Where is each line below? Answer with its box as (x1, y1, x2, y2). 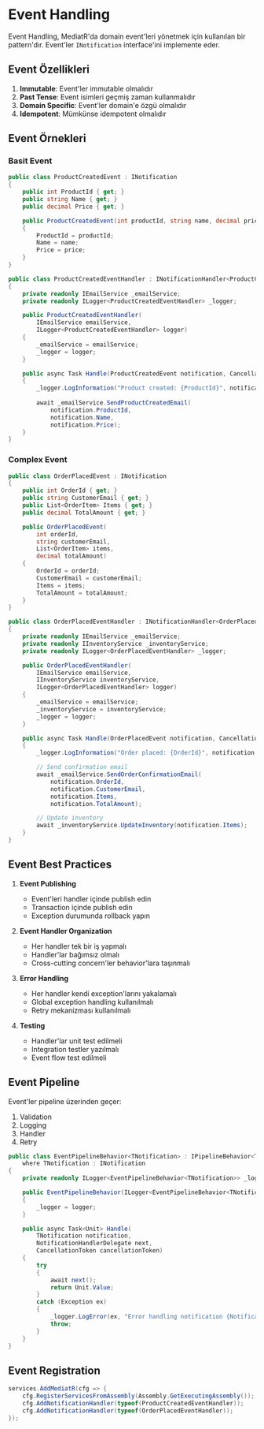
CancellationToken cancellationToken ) (36, 1247, 163, 1255)
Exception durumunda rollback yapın (31, 911, 151, 920)
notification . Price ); (49, 420, 122, 429)
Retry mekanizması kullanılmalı (31, 1006, 131, 1015)
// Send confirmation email (36, 763, 128, 771)
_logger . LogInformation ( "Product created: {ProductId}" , (36, 384, 226, 392)
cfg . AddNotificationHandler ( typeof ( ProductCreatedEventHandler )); (22, 1400, 244, 1408)
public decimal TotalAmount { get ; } (22, 509, 146, 517)
